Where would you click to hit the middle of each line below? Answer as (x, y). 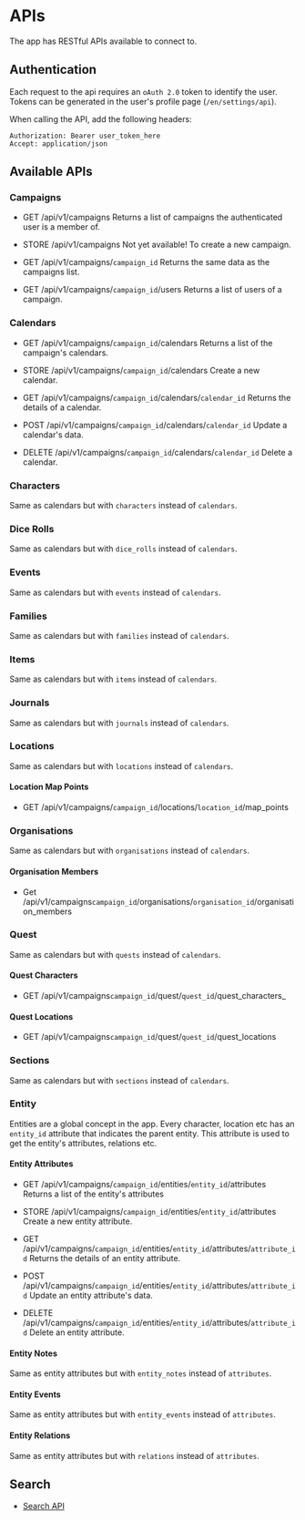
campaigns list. (51, 272)
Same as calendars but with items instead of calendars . (113, 679)
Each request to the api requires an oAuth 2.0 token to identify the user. (143, 91)
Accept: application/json (58, 144)
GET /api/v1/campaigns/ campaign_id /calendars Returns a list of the (147, 343)
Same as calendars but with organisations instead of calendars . (130, 851)
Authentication (53, 70)
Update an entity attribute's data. (91, 1296)
